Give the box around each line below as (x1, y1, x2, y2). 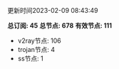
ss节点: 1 (17, 54, 44, 63)
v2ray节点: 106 (17, 36, 62, 45)
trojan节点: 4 (17, 46, 56, 53)
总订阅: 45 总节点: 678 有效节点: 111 (7, 21, 113, 30)
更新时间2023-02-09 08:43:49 (7, 6, 98, 14)
